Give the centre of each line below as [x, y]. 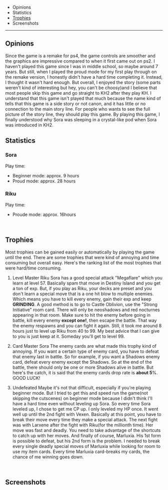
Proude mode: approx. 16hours [44, 214]
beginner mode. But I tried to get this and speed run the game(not [80, 393]
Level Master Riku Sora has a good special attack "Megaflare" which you [87, 278]
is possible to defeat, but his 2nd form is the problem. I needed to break [86, 441]
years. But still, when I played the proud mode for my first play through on [81, 72]
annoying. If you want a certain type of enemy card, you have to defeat [85, 351]
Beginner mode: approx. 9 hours [46, 175]
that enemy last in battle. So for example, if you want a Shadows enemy [86, 356]
